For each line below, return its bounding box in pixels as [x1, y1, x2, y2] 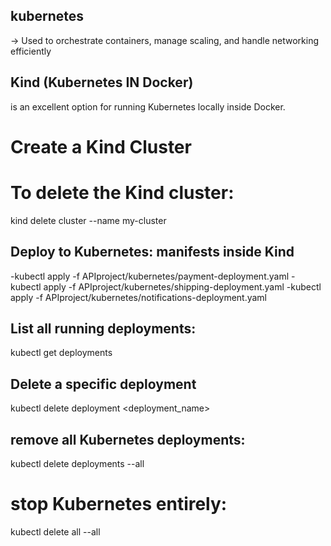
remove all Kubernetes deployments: [10, 431, 246, 448]
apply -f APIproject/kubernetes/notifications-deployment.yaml [10, 291, 268, 303]
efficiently [10, 45, 52, 57]
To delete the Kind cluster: [10, 182, 235, 204]
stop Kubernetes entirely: [10, 493, 228, 516]
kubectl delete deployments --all [10, 458, 145, 469]
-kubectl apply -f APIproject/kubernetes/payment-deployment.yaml [10, 270, 290, 282]
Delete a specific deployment [10, 375, 197, 393]
